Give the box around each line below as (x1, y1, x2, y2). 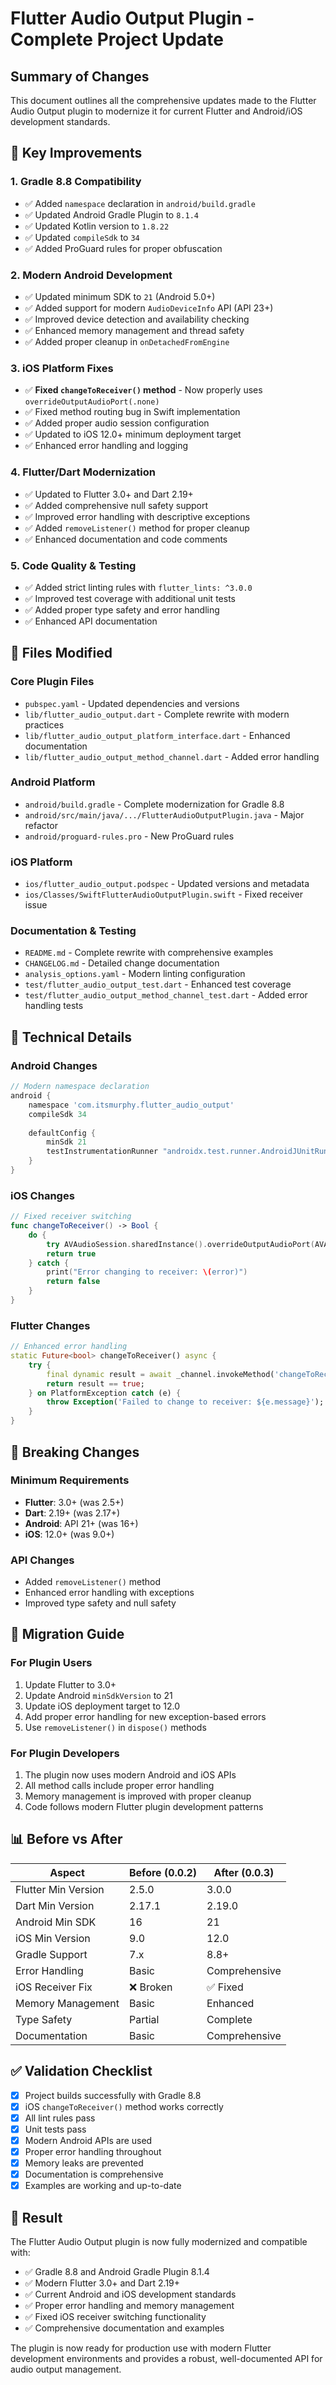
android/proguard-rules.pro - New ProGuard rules (24, 830, 235, 842)
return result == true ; (46, 1378, 145, 1389)
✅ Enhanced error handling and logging (24, 440, 189, 452)
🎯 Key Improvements (10, 145, 143, 162)
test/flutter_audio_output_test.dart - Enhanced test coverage (24, 978, 292, 991)
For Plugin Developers (10, 1746, 120, 1760)
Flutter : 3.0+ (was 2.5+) (24, 1496, 125, 1508)
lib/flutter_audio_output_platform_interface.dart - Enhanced (24, 729, 291, 741)
